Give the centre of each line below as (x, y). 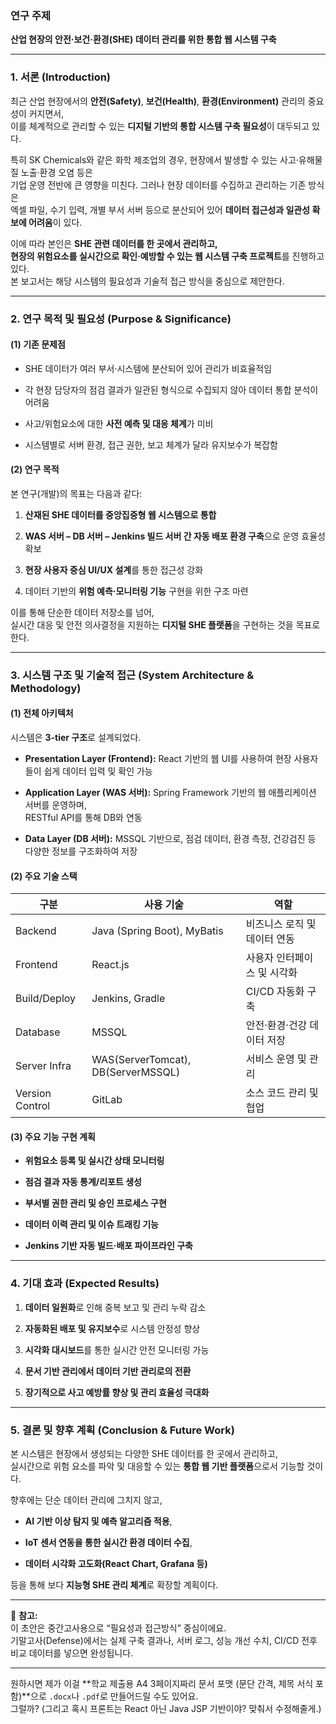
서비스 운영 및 (276, 1059)
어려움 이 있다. (55, 222)
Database (38, 1032)
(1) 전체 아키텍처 (42, 713)
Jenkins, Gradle (128, 999)
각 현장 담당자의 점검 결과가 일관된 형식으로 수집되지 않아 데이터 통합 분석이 (171, 389)
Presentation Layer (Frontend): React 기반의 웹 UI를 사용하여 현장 (158, 759)
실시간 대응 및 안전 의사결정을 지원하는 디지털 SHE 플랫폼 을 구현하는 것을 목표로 (165, 624)
